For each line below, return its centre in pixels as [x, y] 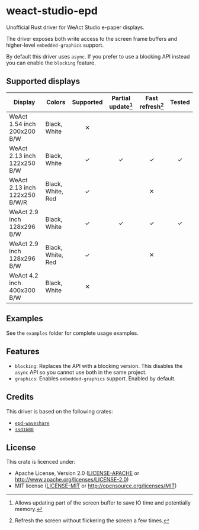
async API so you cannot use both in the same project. [81, 372]
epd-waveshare [32, 423]
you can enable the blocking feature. [51, 63]
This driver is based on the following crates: [60, 411]
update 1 [121, 106]
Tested [180, 102]
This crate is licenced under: [41, 462]
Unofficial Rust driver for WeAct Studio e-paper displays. [76, 27]
